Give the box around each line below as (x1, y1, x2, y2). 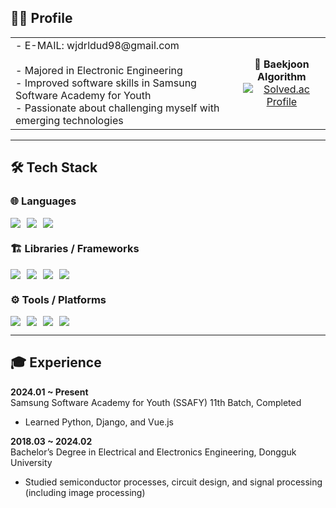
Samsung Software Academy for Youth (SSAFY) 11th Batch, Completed (10, 396, 302, 408)
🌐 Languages (10, 194, 77, 208)
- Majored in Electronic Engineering (15, 63, 183, 77)
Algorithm (257, 69, 307, 83)
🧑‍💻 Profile (10, 10, 73, 27)
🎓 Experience (10, 354, 102, 371)
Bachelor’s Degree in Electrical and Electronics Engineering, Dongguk (10, 446, 297, 458)
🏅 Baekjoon (254, 57, 310, 71)
